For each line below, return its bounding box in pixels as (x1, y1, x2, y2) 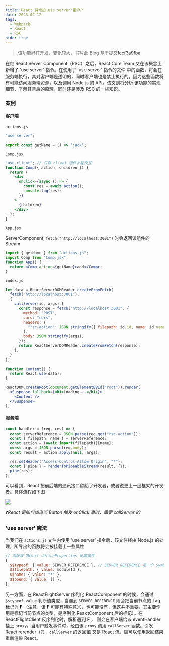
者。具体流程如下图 (5, 489, 45, 495)
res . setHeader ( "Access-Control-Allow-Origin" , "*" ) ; (10, 459, 123, 464)
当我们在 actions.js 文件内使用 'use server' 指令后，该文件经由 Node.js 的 (5, 537, 159, 543)
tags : (5, 17, 17, 22)
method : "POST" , (23, 310, 57, 315)
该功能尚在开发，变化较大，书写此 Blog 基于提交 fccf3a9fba (17, 50, 141, 56)
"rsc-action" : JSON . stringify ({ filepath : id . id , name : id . (27, 324, 156, 330)
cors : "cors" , (23, 315, 53, 320)
